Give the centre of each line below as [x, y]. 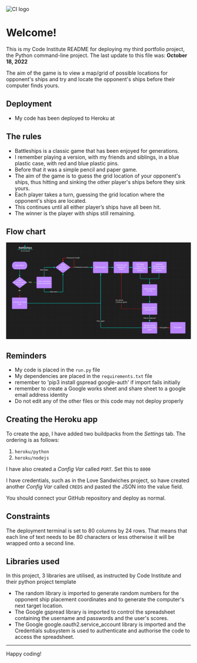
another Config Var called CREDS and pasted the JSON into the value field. [95, 486]
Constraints [28, 516]
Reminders [26, 356]
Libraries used [33, 562]
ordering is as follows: [33, 440]
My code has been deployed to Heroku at [65, 118]
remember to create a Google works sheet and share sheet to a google [100, 389]
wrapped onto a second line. [40, 543]
